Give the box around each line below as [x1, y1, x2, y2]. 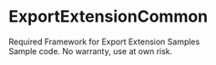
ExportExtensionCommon [8, 6, 209, 27]
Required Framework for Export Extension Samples [8, 36, 201, 47]
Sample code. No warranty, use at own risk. [8, 45, 173, 56]
